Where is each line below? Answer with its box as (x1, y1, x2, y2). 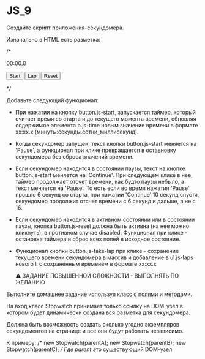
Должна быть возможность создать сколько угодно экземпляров (6, 320, 179, 328)
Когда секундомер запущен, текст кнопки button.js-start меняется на (15, 140, 197, 147)
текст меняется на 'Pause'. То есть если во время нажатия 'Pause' (15, 184, 190, 192)
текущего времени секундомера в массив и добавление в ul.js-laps (15, 254, 194, 261)
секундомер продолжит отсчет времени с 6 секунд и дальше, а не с (15, 197, 196, 205)
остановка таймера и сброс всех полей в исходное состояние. (15, 235, 181, 243)
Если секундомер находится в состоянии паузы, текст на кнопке (15, 165, 185, 172)
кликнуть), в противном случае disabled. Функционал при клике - (15, 229, 188, 236)
